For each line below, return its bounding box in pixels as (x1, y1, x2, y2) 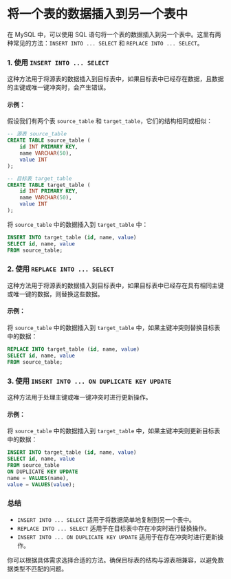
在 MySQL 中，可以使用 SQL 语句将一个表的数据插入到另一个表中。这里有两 (7, 30, 221, 39)
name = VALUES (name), (7, 474, 69, 481)
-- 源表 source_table (7, 131, 67, 138)
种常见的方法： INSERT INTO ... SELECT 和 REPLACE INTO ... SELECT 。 (7, 39, 204, 47)
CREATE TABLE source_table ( (7, 137, 91, 144)
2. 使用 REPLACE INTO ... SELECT (7, 264, 115, 274)
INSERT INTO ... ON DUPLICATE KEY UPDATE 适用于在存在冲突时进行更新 (16, 532, 218, 540)
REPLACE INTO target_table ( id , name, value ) (7, 346, 140, 353)
